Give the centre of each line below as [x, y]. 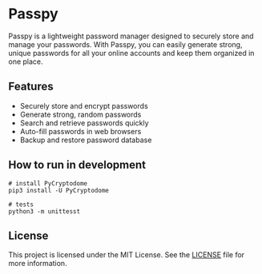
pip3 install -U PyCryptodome [59, 190]
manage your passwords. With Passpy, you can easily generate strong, [125, 44]
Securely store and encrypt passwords [84, 105]
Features [31, 87]
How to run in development [77, 165]
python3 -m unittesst [44, 211]
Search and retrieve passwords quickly [85, 123]
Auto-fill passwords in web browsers [81, 131]
